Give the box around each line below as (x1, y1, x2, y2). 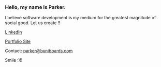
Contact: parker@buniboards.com (5, 48, 73, 54)
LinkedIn (5, 29, 22, 35)
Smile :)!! (5, 57, 23, 63)
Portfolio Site (5, 39, 31, 44)
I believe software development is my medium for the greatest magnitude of (5, 15, 156, 21)
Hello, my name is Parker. (5, 4, 66, 11)
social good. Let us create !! (5, 20, 60, 26)
